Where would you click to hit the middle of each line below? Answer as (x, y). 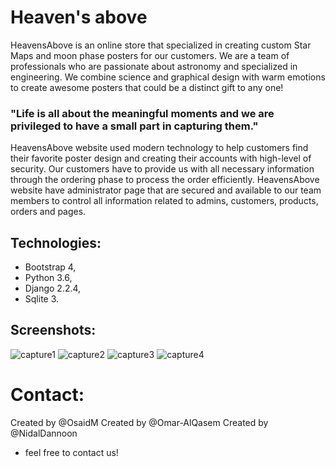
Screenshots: (53, 330)
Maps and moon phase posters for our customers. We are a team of (150, 55)
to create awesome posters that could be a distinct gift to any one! (147, 87)
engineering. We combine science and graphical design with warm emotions (168, 77)
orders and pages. (48, 212)
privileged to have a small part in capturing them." (134, 126)
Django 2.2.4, (53, 288)
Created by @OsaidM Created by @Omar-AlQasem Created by (139, 422)
